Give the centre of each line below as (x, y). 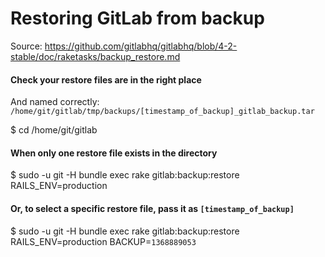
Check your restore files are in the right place (106, 79)
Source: (26, 46)
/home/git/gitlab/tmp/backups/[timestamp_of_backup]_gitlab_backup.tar (162, 112)
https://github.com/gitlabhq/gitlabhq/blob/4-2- (141, 46)
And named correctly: (55, 102)
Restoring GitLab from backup (137, 18)
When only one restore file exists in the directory (114, 153)
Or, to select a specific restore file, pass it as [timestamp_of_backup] (152, 208)
